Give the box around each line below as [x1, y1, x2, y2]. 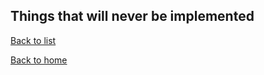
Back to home [10, 54, 68, 66]
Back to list [10, 34, 57, 46]
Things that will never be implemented [10, 8, 255, 25]
